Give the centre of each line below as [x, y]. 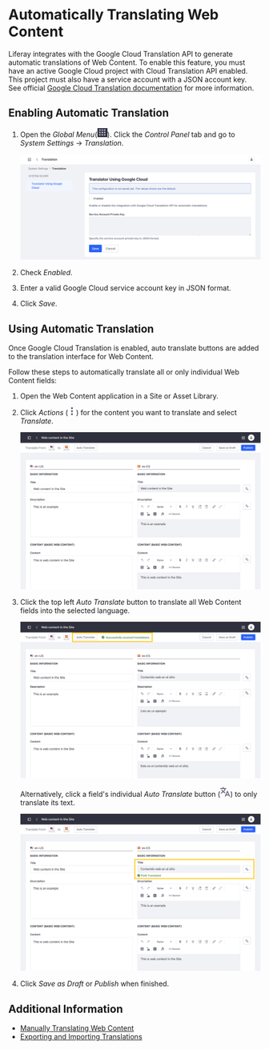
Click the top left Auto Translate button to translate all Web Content [130, 602]
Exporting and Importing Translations [81, 1037]
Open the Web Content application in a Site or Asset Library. [119, 396]
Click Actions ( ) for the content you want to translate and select [128, 413]
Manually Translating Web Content [77, 1028]
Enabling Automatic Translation [89, 113]
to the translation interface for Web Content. [81, 357]
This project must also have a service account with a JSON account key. [128, 79]
